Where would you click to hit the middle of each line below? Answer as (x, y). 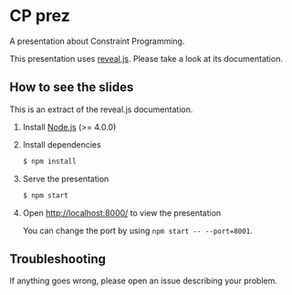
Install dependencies (62, 144)
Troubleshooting (58, 259)
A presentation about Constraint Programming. (97, 41)
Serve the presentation (66, 178)
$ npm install (49, 161)
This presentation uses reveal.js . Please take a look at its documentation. (146, 58)
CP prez (40, 16)
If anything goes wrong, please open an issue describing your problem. (144, 281)
